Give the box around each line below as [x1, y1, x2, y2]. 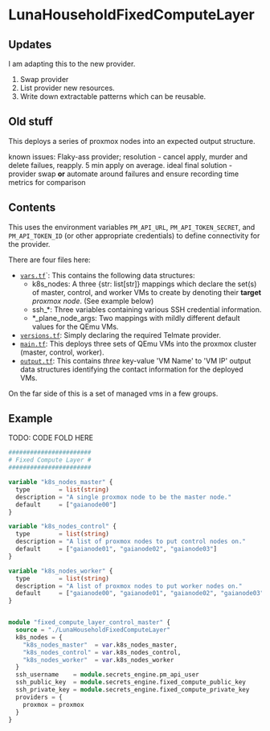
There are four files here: [8, 255, 91, 265]
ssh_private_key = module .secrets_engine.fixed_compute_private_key [15, 686, 250, 694]
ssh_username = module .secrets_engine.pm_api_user [15, 671, 199, 679]
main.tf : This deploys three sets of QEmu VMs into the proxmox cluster [19, 339, 257, 348]
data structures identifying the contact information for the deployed [19, 364, 243, 374]
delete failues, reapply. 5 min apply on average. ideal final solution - [8, 160, 233, 170]
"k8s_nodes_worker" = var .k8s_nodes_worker [22, 655, 174, 664]
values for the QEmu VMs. [31, 322, 119, 331]
